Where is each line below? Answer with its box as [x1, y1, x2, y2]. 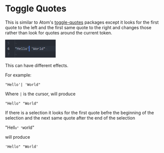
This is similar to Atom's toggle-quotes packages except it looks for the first [5, 19, 159, 25]
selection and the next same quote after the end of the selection [5, 115, 135, 121]
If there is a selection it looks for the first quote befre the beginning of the [5, 110, 154, 115]
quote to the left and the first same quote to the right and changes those [5, 24, 152, 30]
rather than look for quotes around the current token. [5, 30, 112, 36]
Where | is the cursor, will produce [5, 91, 76, 97]
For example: [5, 72, 32, 78]
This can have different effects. [5, 62, 68, 68]
